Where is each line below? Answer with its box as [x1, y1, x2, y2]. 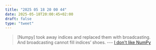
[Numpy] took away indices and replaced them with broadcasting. [17, 34, 151, 40]
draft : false [5, 16, 32, 21]
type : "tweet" [5, 21, 34, 26]
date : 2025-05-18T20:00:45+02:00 [5, 12, 74, 17]
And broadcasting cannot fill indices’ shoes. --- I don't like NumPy [17, 40, 151, 46]
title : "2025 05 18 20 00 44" [5, 7, 67, 12]
